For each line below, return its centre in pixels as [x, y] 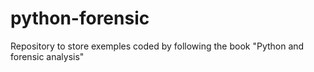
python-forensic [80, 18]
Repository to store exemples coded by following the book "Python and [157, 46]
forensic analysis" [47, 56]
